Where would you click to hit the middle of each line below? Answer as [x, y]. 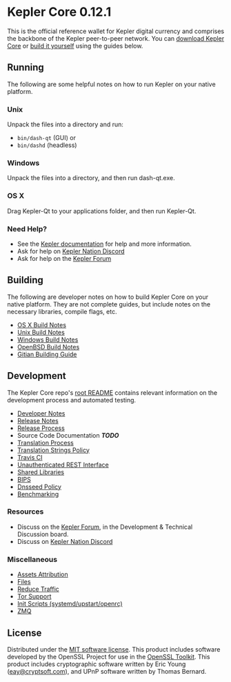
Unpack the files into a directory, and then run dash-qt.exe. [91, 178]
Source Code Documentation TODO [68, 435]
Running [26, 67]
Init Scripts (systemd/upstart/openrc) [70, 604]
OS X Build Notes [42, 324]
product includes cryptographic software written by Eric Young [97, 664]
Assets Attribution [42, 574]
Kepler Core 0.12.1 [59, 12]
